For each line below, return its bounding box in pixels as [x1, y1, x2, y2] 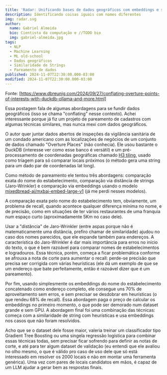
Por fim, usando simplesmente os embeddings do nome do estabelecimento [5, 280, 162, 286]
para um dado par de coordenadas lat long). [5, 162, 95, 168]
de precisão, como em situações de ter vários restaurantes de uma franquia [5, 208, 161, 214]
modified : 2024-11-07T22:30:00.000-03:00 [5, 77, 92, 82]
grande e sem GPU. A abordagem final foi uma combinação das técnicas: [5, 307, 156, 313]
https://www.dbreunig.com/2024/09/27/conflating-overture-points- [20, 90, 160, 96]
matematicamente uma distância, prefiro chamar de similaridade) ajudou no [5, 229, 160, 235]
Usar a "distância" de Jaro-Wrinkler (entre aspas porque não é [5, 223, 133, 229]
